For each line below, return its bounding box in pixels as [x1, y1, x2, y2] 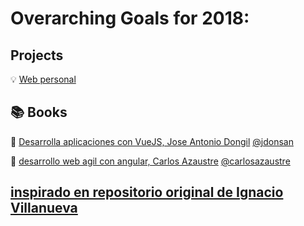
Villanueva [10, 200, 78, 217]
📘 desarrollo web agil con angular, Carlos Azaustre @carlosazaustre [10, 155, 291, 167]
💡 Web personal [10, 73, 77, 85]
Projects [10, 47, 64, 64]
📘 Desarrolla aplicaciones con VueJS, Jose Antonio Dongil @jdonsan [10, 135, 294, 147]
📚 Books [10, 104, 68, 121]
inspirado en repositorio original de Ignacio [10, 184, 284, 201]
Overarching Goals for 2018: [10, 7, 250, 30]
